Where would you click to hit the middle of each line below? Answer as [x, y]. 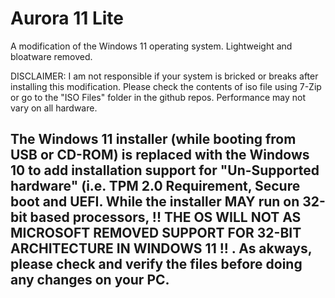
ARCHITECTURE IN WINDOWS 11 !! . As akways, [161, 248]
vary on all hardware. [54, 108]
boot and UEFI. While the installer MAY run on [155, 202]
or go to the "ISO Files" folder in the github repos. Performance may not [158, 97]
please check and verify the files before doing [156, 264]
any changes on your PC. [90, 280]
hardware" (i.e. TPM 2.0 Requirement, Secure [155, 186]
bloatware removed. [51, 56]
